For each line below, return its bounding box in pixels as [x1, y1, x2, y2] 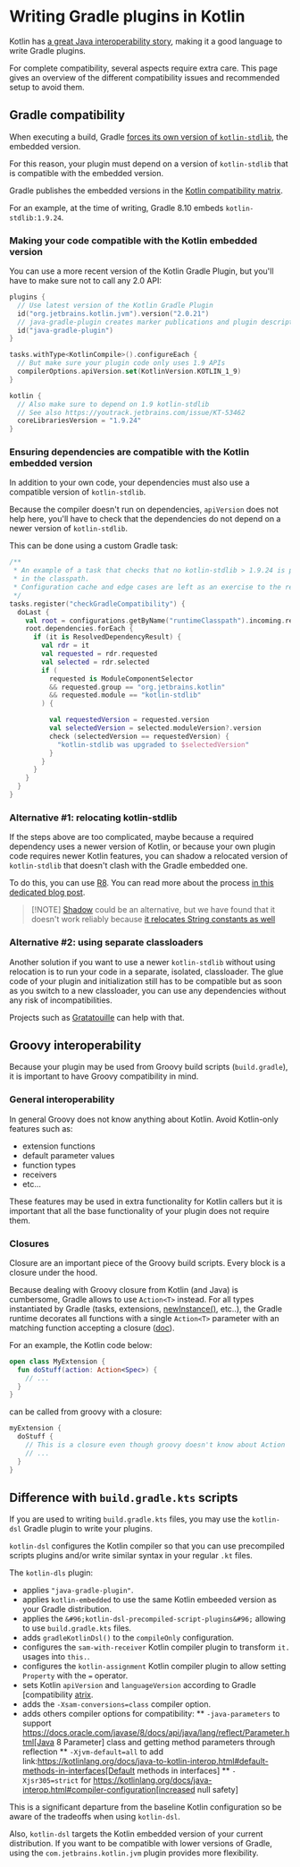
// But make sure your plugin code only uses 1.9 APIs [17, 359, 226, 368]
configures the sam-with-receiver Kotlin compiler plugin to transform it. [21, 1642, 290, 1652]
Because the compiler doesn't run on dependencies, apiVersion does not [9, 504, 279, 515]
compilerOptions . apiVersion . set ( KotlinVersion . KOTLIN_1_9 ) [17, 367, 242, 377]
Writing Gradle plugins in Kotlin [9, 6, 246, 27]
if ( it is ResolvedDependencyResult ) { [32, 632, 181, 641]
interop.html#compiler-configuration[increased [21, 1785, 196, 1795]
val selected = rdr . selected [41, 658, 150, 666]
